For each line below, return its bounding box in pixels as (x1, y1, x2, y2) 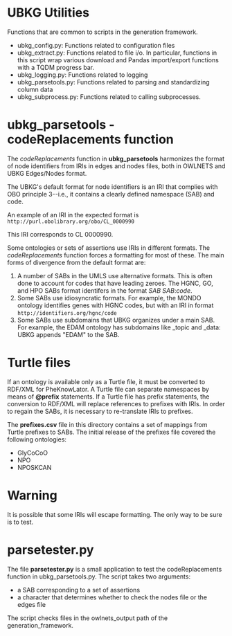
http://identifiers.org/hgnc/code (17, 309, 117, 316)
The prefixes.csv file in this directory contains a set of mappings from (7, 420, 208, 428)
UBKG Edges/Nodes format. (7, 169, 87, 177)
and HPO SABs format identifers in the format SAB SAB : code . (17, 286, 193, 295)
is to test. (7, 518, 34, 526)
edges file (17, 600, 46, 608)
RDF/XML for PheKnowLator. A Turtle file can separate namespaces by (7, 385, 210, 393)
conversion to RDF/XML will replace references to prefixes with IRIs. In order (7, 399, 225, 408)
